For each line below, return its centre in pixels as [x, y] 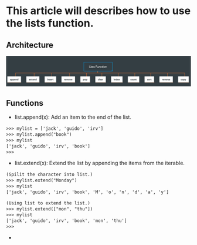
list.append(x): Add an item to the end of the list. [73, 117]
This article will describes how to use [98, 11]
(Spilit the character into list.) [50, 174]
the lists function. [50, 23]
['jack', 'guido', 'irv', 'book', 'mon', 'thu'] [67, 221]
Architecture [30, 45]
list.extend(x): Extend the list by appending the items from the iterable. [99, 163]
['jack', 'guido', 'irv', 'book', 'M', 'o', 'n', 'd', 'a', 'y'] [87, 192]
